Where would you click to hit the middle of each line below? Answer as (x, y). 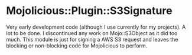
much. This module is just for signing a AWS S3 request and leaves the (92, 39)
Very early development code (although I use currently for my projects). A (96, 27)
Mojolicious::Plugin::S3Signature (89, 11)
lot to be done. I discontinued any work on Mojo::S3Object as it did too (92, 33)
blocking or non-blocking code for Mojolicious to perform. (77, 46)
